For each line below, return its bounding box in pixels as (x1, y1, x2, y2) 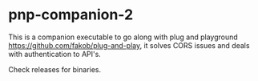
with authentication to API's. (8, 49, 102, 59)
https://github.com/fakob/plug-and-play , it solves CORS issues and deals (8, 40, 250, 50)
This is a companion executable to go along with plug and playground (8, 32, 238, 42)
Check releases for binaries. (8, 64, 102, 74)
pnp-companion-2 (8, 6, 134, 24)
